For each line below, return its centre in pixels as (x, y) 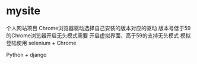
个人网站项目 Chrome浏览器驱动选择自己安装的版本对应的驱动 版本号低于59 (99, 28)
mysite (23, 11)
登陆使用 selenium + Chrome (41, 43)
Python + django (26, 55)
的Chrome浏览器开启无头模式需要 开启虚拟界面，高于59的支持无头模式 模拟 (99, 35)
